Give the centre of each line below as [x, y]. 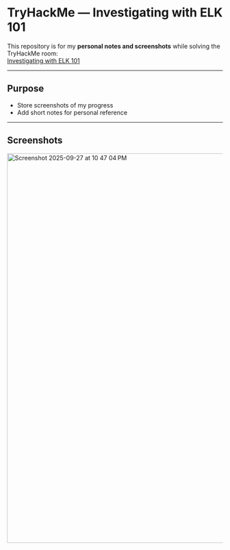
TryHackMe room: [33, 53]
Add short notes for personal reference [72, 112]
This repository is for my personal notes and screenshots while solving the [114, 46]
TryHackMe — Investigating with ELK [115, 13]
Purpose [26, 89]
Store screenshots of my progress [65, 105]
